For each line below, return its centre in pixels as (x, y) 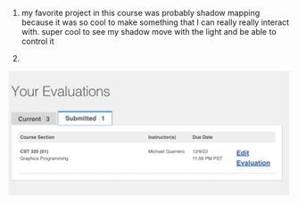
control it (37, 41)
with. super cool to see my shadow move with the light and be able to (149, 32)
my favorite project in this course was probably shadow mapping (141, 13)
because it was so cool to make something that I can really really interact (155, 22)
